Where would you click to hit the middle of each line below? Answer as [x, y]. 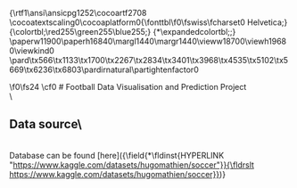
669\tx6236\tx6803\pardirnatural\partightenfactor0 [104, 69]
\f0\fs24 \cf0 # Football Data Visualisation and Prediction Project [128, 87]
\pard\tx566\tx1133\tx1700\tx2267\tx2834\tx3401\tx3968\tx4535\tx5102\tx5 [148, 60]
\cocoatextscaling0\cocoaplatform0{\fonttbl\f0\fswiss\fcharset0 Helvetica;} [148, 22]
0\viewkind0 [32, 51]
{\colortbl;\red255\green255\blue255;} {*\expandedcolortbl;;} [123, 32]
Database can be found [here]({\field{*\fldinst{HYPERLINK [117, 155]
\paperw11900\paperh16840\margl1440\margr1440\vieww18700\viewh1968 [148, 41]
